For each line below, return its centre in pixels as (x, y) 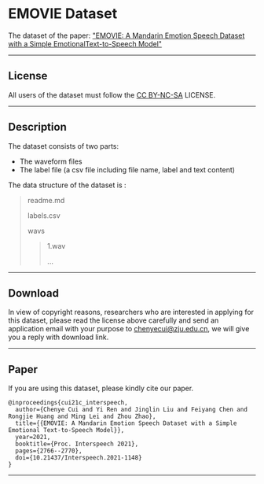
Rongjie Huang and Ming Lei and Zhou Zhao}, (82, 417)
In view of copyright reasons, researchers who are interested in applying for (131, 312)
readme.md (46, 200)
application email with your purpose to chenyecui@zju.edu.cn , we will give (129, 329)
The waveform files (51, 161)
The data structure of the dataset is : (68, 185)
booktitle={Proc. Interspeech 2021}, (77, 444)
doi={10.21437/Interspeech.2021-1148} (79, 458)
